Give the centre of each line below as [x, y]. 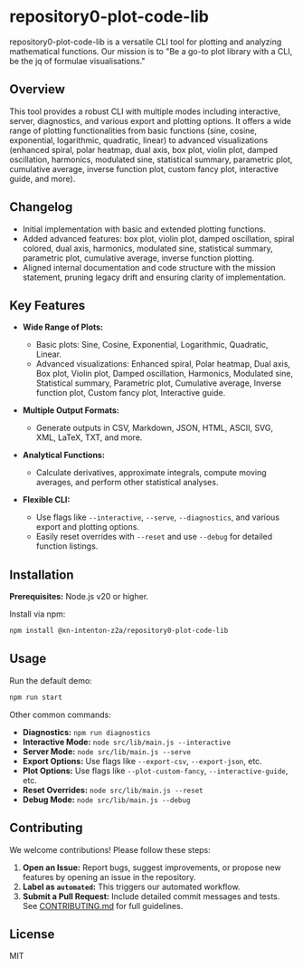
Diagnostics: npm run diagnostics [86, 732]
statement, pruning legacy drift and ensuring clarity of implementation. [154, 277]
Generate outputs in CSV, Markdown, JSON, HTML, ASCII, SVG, [155, 428]
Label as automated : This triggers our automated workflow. [131, 887]
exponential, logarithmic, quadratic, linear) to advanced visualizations [139, 140]
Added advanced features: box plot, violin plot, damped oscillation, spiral [158, 238]
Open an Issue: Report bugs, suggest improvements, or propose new [152, 867]
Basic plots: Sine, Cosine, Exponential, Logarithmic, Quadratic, [152, 345]
